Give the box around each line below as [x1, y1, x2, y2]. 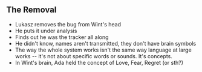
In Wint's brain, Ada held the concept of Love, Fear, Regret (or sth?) [15, 59, 183, 66]
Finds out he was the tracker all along [15, 33, 109, 41]
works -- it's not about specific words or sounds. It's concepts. [15, 52, 172, 59]
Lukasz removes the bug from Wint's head [15, 20, 121, 28]
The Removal [6, 5, 57, 15]
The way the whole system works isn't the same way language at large [15, 46, 192, 53]
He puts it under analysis [15, 27, 77, 34]
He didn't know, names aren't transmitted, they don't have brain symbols [15, 40, 197, 47]
